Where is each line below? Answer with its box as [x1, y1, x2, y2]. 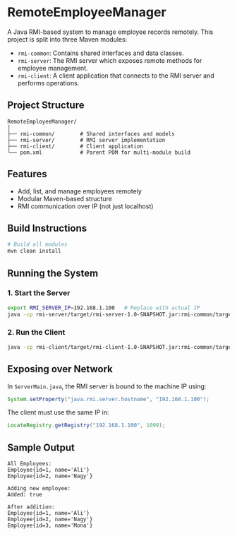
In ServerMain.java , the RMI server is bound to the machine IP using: [7, 382, 207, 391]
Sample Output [7, 441, 75, 453]
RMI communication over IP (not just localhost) [17, 202, 154, 210]
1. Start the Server [7, 288, 71, 298]
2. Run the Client [7, 328, 66, 338]
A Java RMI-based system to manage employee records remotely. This [7, 28, 214, 36]
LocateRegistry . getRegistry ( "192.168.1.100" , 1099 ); [7, 422, 166, 429]
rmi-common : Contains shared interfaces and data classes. [17, 49, 185, 57]
